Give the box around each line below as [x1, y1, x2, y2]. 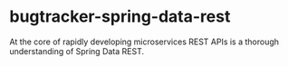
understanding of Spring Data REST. [9, 45, 145, 56]
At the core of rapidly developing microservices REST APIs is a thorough [9, 36, 279, 47]
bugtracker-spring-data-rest [9, 6, 231, 27]
